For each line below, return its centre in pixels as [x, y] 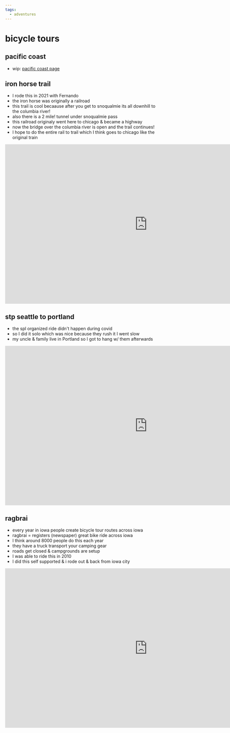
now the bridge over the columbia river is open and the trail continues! [83, 127]
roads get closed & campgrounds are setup [56, 551]
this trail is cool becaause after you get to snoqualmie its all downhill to [84, 106]
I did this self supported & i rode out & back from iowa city [71, 561]
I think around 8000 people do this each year [58, 540]
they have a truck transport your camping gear [59, 546]
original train [25, 138]
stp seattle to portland [40, 317]
